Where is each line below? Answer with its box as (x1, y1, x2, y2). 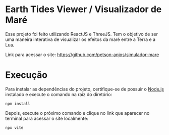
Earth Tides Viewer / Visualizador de (5, 4, 162, 15)
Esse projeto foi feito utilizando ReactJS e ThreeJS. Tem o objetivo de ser (5, 31, 158, 37)
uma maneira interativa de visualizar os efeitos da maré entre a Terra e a (5, 36, 155, 42)
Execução (5, 69, 48, 81)
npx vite (5, 125, 24, 130)
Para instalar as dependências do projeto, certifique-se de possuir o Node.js (5, 86, 164, 92)
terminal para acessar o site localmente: (5, 115, 88, 121)
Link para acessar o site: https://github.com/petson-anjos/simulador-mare (5, 52, 159, 58)
